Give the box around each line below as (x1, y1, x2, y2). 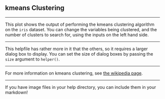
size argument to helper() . (5, 56, 60, 62)
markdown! (5, 89, 28, 95)
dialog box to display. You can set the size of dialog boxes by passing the (5, 51, 153, 57)
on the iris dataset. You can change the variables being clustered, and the (5, 26, 157, 32)
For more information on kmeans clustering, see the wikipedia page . (5, 70, 143, 76)
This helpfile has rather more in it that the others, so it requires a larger (5, 46, 148, 52)
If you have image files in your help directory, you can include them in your (5, 84, 156, 90)
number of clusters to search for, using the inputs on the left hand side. (5, 32, 149, 38)
